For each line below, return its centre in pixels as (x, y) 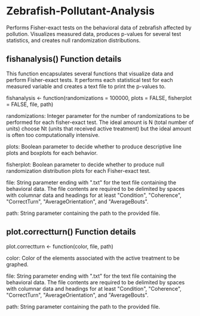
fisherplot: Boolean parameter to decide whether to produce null (85, 164)
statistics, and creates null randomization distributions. (73, 40)
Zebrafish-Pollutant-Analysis (81, 11)
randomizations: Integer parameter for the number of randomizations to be (98, 116)
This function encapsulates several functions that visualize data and (90, 74)
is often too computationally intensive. (53, 135)
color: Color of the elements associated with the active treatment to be (93, 258)
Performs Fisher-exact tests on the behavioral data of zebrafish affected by (99, 28)
